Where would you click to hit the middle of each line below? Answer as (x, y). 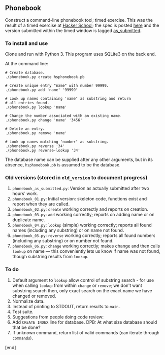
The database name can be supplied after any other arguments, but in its (79, 159)
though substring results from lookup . (50, 257)
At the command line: (27, 64)
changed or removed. (34, 296)
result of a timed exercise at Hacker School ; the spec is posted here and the (82, 25)
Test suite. (23, 312)
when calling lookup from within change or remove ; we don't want (77, 285)
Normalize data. (28, 301)
